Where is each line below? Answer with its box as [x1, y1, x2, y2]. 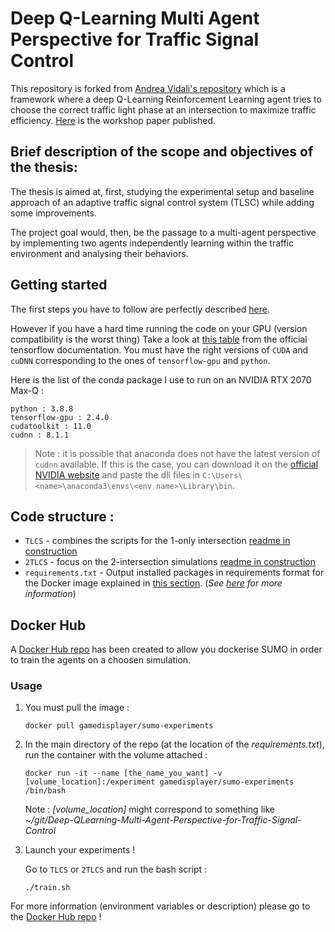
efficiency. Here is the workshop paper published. [10, 114, 217, 126]
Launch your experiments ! [24, 844, 136, 856]
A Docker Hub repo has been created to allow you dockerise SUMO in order [10, 643, 323, 656]
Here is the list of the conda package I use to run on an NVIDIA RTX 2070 [10, 373, 312, 386]
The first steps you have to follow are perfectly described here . [10, 303, 271, 315]
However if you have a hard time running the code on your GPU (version [10, 322, 308, 334]
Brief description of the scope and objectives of [10, 143, 314, 161]
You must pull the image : [24, 702, 130, 714]
